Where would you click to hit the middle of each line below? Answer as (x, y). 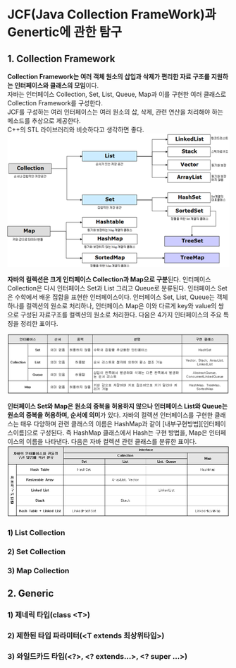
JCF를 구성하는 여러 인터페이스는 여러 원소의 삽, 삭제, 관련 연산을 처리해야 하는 (116, 112)
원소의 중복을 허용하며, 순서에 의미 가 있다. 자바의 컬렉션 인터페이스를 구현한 (110, 415)
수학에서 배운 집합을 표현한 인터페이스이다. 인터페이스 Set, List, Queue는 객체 (121, 297)
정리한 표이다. (39, 323)
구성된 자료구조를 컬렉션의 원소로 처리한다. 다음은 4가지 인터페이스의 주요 (121, 315)
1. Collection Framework (61, 58)
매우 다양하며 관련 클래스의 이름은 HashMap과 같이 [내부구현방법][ (112, 423)
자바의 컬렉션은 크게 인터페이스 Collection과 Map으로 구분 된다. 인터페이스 (109, 279)
